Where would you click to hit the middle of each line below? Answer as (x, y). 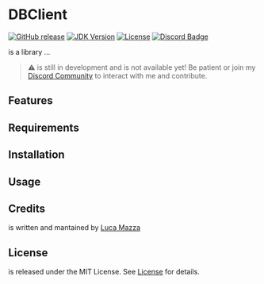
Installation (36, 155)
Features (31, 101)
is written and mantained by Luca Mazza (75, 228)
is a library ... (29, 52)
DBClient (38, 15)
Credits (27, 208)
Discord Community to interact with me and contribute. (117, 75)
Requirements (44, 127)
